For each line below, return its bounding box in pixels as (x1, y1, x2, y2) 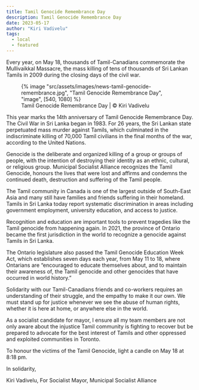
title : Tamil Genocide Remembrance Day (6, 8, 106, 15)
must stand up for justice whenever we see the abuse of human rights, (6, 298, 180, 306)
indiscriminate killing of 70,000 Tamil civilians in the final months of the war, (6, 132, 192, 139)
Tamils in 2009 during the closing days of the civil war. (6, 71, 141, 78)
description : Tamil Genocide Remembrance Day (6, 14, 121, 20)
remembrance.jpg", (21, 89, 69, 96)
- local (11, 36, 31, 42)
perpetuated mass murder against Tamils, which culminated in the (6, 126, 169, 133)
